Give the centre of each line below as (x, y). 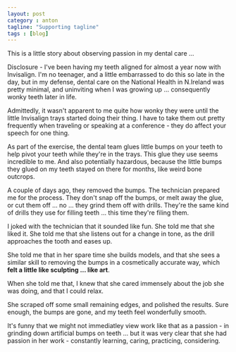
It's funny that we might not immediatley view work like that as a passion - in (118, 326)
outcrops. (21, 177)
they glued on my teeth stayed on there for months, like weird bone (105, 169)
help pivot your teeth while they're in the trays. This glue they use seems (113, 154)
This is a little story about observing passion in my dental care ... (101, 54)
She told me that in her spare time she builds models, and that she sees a (114, 255)
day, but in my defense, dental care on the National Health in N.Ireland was (116, 82)
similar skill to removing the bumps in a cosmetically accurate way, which (114, 263)
